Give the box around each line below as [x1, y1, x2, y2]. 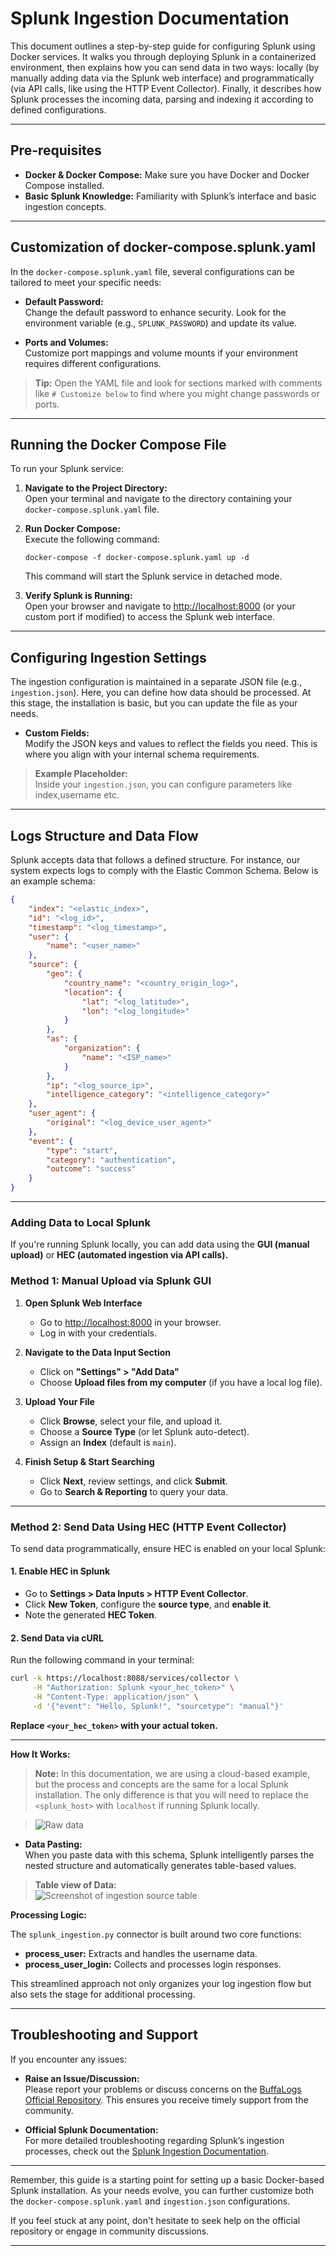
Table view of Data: [34, 1878, 117, 1891]
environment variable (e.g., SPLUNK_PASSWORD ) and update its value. [24, 317, 297, 329]
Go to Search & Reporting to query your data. [39, 1485, 228, 1497]
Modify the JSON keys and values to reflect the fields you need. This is [24, 738, 318, 750]
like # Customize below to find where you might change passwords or [34, 387, 320, 399]
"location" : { [63, 987, 123, 997]
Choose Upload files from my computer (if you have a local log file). [39, 1376, 323, 1388]
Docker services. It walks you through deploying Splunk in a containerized [10, 50, 317, 62]
